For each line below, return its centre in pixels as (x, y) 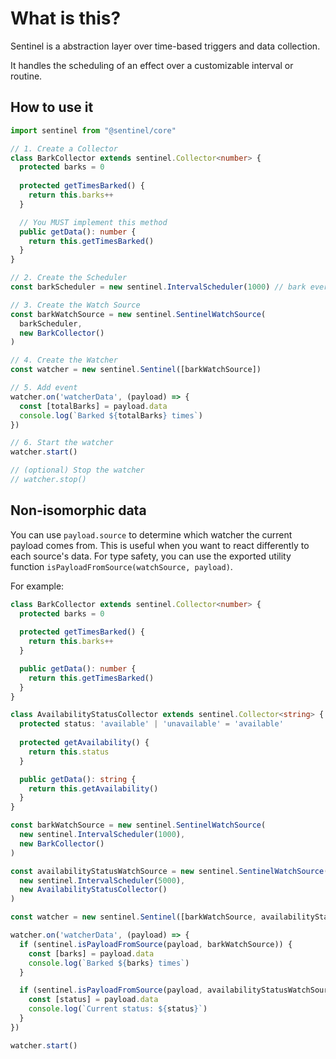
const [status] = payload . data (93, 1000)
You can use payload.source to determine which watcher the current (151, 534)
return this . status (69, 752)
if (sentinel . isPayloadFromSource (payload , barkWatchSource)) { (156, 944)
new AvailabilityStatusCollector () (93, 890)
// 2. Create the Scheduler (69, 278)
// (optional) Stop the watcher (77, 470)
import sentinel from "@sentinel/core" (93, 130)
